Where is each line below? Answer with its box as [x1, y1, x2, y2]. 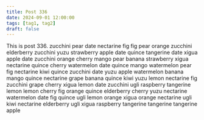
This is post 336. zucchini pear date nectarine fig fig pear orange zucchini [6, 42, 192, 50]
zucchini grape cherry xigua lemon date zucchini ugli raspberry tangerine [6, 81, 191, 88]
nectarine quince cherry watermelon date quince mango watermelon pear [6, 62, 192, 69]
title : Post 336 [6, 8, 47, 15]
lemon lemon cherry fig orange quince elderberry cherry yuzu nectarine [6, 87, 188, 95]
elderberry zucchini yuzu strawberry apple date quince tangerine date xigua [6, 49, 198, 56]
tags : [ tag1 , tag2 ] [6, 20, 56, 26]
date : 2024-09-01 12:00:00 [6, 15, 75, 21]
